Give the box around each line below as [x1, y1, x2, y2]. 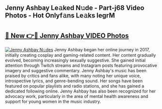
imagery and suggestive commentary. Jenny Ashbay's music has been [5, 68, 147, 73]
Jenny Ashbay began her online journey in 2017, [54, 47, 150, 52]
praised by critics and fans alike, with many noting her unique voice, [5, 73, 141, 78]
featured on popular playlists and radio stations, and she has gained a [5, 83, 145, 89]
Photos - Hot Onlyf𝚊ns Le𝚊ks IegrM [5, 12, 115, 20]
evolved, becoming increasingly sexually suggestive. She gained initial [5, 58, 146, 63]
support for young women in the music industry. [5, 99, 101, 104]
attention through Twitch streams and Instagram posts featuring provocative [5, 62, 158, 68]
